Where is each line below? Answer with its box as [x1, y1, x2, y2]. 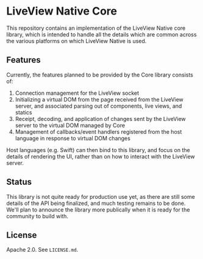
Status [6, 177, 32, 187]
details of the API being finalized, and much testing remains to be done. [6, 199, 186, 207]
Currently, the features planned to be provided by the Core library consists [6, 71, 193, 78]
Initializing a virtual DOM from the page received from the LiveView [15, 95, 184, 103]
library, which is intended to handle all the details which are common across [6, 30, 197, 38]
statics [15, 108, 32, 116]
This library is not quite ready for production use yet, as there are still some [6, 193, 195, 200]
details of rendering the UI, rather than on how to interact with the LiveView [6, 153, 195, 160]
